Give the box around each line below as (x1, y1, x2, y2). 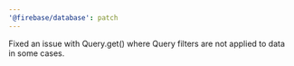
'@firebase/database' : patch (8, 13, 119, 23)
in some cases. (8, 47, 65, 59)
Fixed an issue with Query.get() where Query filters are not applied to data (8, 38, 286, 49)
